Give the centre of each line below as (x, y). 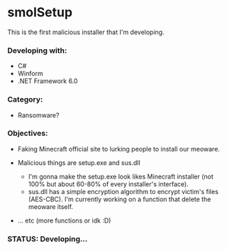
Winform (31, 74)
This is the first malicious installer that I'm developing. (86, 32)
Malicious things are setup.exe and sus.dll (79, 162)
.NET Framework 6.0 (48, 81)
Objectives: (28, 134)
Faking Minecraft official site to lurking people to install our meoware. (118, 149)
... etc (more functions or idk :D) (64, 220)
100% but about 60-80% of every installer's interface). (109, 184)
